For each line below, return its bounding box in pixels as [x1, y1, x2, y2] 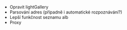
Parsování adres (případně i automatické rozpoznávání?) [9, 9, 123, 15]
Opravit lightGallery [9, 4, 48, 10]
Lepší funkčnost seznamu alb [9, 15, 69, 20]
